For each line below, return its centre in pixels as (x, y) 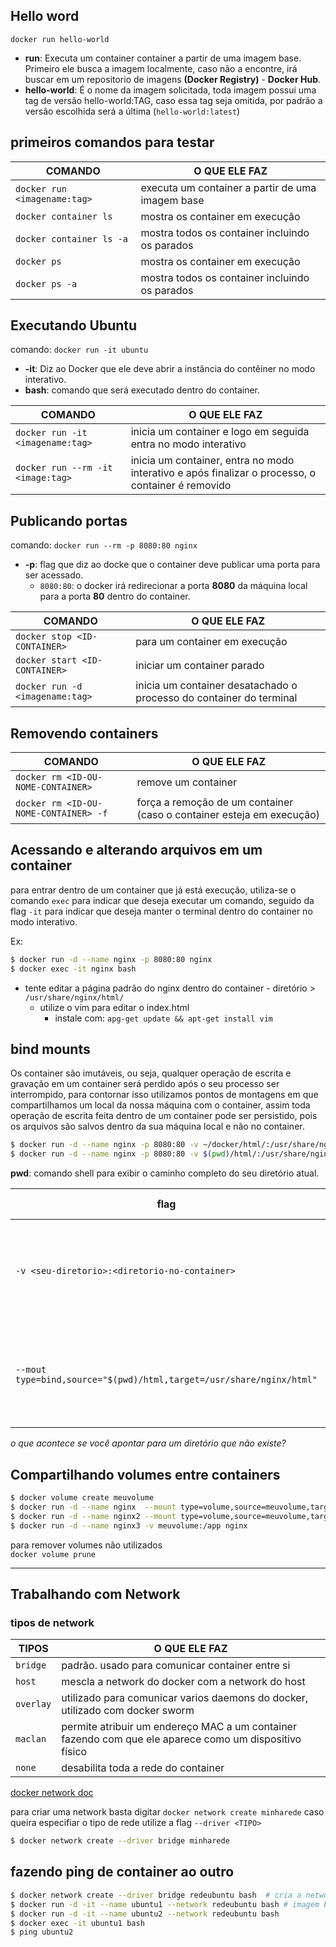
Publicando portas (69, 520)
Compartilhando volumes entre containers (145, 1474)
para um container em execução (211, 642)
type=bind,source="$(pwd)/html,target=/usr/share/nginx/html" (166, 1380)
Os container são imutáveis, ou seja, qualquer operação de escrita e (151, 1073)
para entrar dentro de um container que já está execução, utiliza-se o (153, 890)
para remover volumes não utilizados (86, 1545)
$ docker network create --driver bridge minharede (120, 1841)
